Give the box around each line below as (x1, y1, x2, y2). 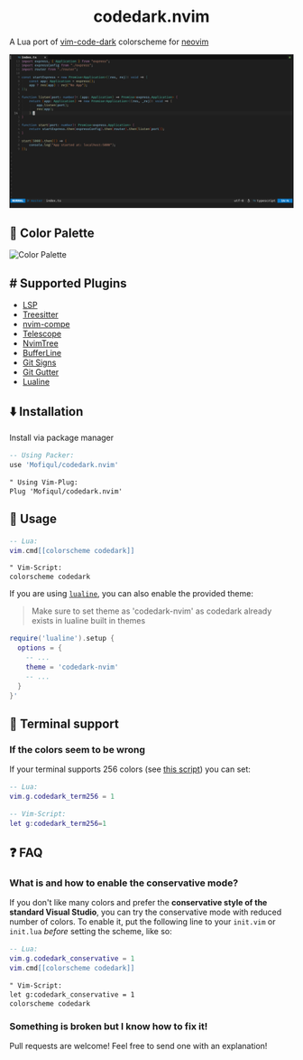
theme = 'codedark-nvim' (25, 662, 119, 671)
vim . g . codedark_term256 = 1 (9, 793, 115, 802)
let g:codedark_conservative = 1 (9, 990, 135, 999)
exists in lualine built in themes (31, 615, 146, 626)
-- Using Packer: (9, 451, 75, 460)
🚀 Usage (9, 511, 57, 527)
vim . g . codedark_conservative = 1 (9, 954, 135, 963)
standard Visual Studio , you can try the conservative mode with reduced (9, 906, 282, 918)
